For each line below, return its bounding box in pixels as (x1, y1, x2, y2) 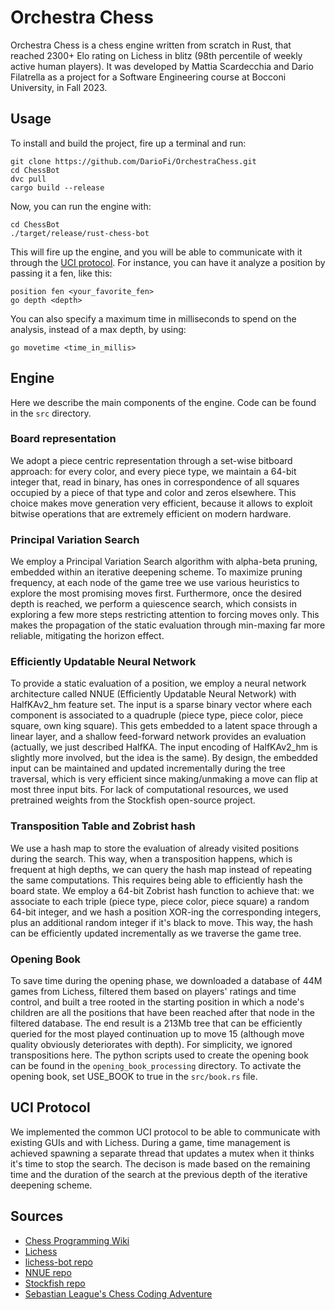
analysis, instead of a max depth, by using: (10, 323, 187, 335)
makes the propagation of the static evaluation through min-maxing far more (10, 619, 326, 631)
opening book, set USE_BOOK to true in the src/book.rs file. (10, 1071, 258, 1083)
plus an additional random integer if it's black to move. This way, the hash (10, 916, 314, 928)
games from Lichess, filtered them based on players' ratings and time (10, 986, 297, 998)
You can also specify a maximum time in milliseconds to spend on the (10, 312, 297, 325)
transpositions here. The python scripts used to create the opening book (10, 1049, 309, 1061)
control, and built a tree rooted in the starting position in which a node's (10, 996, 305, 1008)
